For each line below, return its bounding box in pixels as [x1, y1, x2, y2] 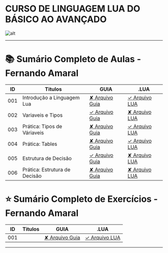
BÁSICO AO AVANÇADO [5, 14, 107, 25]
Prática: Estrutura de [22, 166, 71, 173]
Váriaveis [22, 129, 44, 136]
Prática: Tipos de [22, 123, 62, 130]
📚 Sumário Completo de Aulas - [5, 54, 141, 65]
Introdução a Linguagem [22, 94, 80, 101]
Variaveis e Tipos [22, 111, 63, 118]
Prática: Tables [22, 140, 57, 147]
